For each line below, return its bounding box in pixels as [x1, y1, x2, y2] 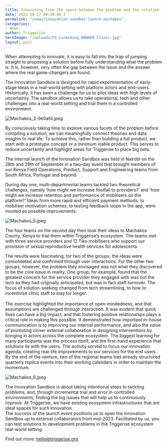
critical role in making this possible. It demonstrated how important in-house [5, 317, 162, 323]
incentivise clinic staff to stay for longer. [5, 290, 87, 296]
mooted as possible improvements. [5, 208, 77, 214]
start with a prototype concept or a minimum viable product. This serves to [5, 141, 159, 147]
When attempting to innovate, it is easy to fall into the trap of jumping [5, 53, 147, 59]
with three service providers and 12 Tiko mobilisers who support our [5, 238, 146, 244]
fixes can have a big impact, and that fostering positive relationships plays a [5, 311, 161, 317]
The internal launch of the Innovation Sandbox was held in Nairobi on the [5, 156, 155, 162]
